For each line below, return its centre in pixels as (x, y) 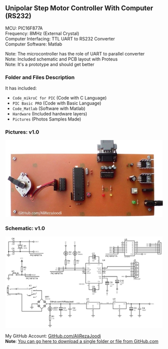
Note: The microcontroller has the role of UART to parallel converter (75, 53)
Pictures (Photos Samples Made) (47, 119)
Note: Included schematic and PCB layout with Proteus (61, 59)
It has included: (21, 88)
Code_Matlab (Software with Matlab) (49, 108)
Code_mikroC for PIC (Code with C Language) (59, 98)
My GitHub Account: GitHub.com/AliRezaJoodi (53, 336)
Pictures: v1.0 (22, 132)
